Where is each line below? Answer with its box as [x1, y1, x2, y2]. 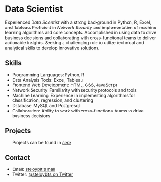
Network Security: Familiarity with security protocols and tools [12, 87, 137, 93]
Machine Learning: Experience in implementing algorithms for [12, 92, 136, 98]
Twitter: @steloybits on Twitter [12, 171, 74, 177]
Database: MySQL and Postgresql [12, 102, 80, 108]
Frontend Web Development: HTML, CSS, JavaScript [12, 82, 118, 88]
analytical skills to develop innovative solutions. [5, 45, 100, 51]
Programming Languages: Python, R [12, 71, 85, 78]
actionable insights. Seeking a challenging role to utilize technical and [5, 40, 144, 45]
